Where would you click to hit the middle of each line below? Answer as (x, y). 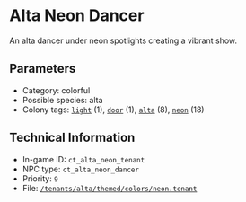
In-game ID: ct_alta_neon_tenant (83, 159)
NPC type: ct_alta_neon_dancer (80, 169)
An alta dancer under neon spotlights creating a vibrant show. (123, 40)
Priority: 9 (40, 178)
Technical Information (72, 138)
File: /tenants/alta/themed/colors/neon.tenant (110, 188)
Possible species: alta (62, 100)
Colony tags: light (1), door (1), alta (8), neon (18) (113, 110)
